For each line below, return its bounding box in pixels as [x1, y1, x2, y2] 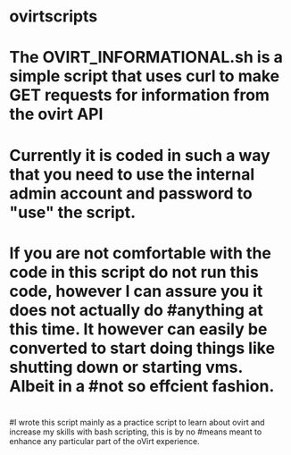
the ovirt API [9, 105, 104, 124]
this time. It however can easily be [9, 319, 268, 339]
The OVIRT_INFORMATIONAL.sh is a [9, 47, 283, 68]
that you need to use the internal [9, 164, 255, 184]
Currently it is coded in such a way [9, 145, 270, 165]
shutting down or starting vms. [9, 357, 243, 377]
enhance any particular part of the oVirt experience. [9, 435, 200, 446]
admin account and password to [9, 183, 253, 203]
